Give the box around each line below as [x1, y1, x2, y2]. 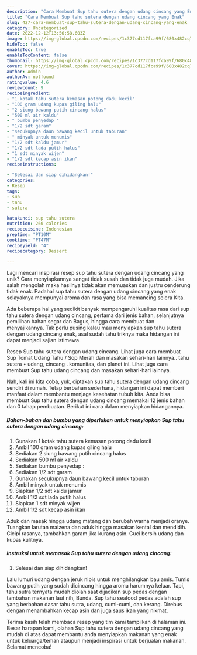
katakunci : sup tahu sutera [6, 215, 75, 221]
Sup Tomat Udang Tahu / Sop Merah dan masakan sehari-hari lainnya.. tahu [6, 354, 189, 362]
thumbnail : [6, 58, 33, 63]
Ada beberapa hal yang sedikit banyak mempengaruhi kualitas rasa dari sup [6, 306, 189, 313]
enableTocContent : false [6, 52, 67, 58]
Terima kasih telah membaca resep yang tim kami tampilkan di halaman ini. [6, 619, 187, 626]
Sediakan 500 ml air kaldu [15, 456, 78, 464]
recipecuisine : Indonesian [6, 227, 72, 232]
